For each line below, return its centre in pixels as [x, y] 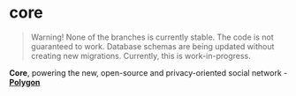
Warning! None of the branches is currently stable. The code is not [152, 37]
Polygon [25, 82]
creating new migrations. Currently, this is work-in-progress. [141, 55]
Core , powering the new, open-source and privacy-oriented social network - [148, 72]
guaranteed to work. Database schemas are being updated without [152, 46]
